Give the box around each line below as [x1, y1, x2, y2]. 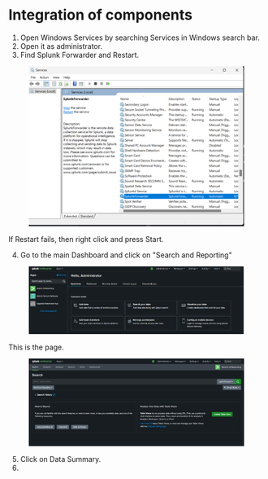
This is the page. [8, 342, 65, 352]
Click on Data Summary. [19, 454, 102, 464]
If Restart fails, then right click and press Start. [8, 235, 164, 244]
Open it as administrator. [19, 41, 103, 51]
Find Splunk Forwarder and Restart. [19, 50, 140, 59]
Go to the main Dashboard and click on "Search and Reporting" [19, 250, 233, 260]
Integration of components [8, 6, 193, 24]
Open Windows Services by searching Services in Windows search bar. [19, 33, 260, 42]
